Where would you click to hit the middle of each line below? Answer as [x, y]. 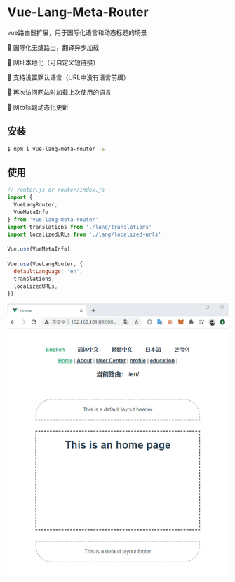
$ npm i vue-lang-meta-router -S [56, 149]
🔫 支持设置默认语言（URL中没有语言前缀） [68, 77]
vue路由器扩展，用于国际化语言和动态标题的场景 [77, 32]
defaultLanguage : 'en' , [48, 272]
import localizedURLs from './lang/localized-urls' [84, 234]
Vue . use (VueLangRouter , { [45, 264]
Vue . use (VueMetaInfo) [39, 249]
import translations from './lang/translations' [80, 227]
